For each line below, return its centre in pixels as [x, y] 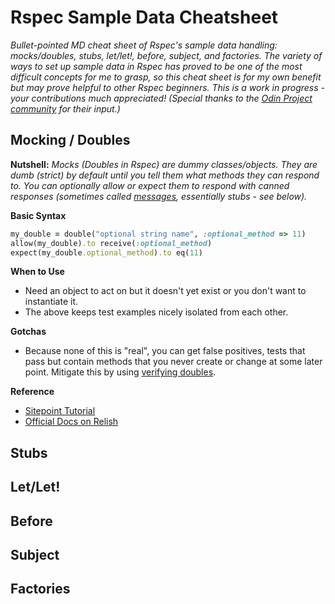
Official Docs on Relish [71, 422]
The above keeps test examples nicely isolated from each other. [156, 312]
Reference [32, 392]
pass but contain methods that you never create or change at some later [173, 362]
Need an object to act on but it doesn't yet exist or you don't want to [165, 291]
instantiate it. [51, 302]
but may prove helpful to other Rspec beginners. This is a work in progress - [168, 87]
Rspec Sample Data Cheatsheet [144, 17]
